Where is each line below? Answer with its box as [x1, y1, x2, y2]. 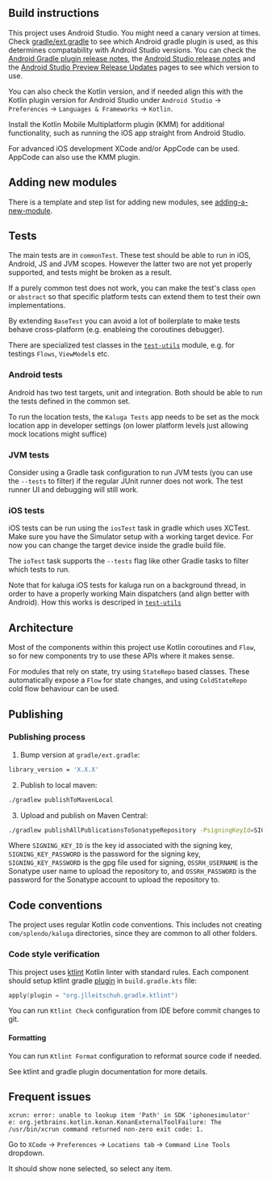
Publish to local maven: [19, 780, 98, 790]
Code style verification [8, 949, 100, 960]
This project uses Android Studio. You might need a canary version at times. [8, 27, 261, 37]
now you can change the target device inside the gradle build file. [8, 541, 227, 550]
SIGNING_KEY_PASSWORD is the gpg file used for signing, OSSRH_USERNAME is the [8, 858, 259, 867]
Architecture [8, 621, 74, 635]
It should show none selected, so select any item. [8, 1164, 173, 1174]
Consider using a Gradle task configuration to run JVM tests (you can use [8, 468, 253, 478]
